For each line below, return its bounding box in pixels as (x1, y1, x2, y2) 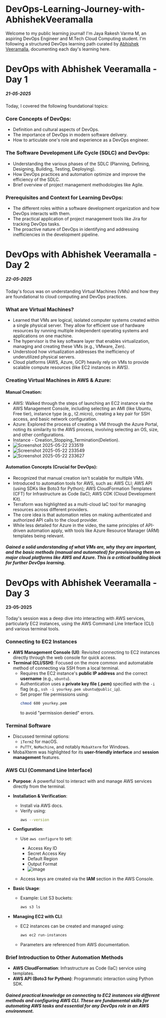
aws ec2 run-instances (20, 933, 67, 938)
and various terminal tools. (5, 625, 60, 631)
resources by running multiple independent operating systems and (12, 328, 149, 334)
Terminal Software (5, 722, 51, 729)
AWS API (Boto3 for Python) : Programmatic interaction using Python (12, 975, 154, 982)
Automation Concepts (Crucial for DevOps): (5, 464, 98, 470)
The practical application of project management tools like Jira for (12, 216, 147, 221)
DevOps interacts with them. (12, 210, 71, 216)
